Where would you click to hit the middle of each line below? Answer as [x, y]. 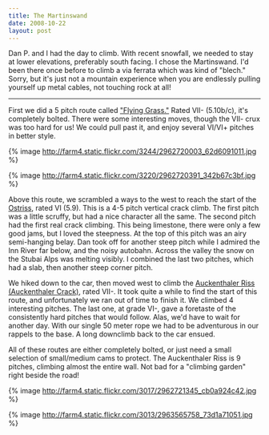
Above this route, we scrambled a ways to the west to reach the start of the [132, 199]
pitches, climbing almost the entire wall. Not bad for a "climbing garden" [127, 367]
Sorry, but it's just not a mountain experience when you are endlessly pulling [134, 79]
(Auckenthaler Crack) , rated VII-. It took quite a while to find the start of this [133, 292]
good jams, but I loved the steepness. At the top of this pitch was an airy [127, 234]
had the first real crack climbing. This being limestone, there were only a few [134, 225]
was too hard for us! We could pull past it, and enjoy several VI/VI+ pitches [131, 127]
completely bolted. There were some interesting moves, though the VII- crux [134, 119]
